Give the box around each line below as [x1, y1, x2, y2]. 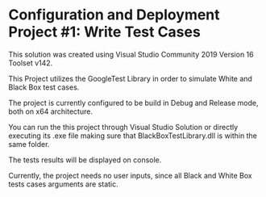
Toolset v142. [8, 58, 53, 68]
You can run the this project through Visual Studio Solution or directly [8, 122, 239, 132]
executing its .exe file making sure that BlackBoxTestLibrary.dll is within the [8, 131, 258, 140]
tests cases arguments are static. [8, 179, 118, 189]
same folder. [8, 139, 50, 149]
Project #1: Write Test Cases [8, 23, 202, 41]
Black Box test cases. [8, 82, 80, 92]
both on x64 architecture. [8, 107, 93, 116]
